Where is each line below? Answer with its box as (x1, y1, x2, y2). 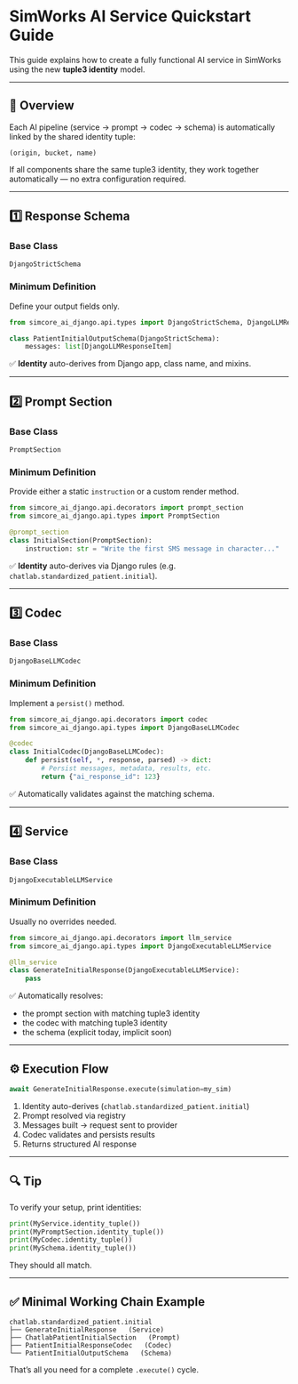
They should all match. (9, 1260, 92, 1271)
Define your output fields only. (9, 301, 120, 311)
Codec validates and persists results (21, 1129, 155, 1139)
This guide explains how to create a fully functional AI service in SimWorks (9, 54, 282, 65)
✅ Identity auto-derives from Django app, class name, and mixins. (9, 358, 252, 369)
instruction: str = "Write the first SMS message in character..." (25, 544, 279, 553)
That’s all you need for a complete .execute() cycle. (9, 1364, 200, 1375)
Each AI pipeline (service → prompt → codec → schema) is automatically (9, 122, 276, 133)
